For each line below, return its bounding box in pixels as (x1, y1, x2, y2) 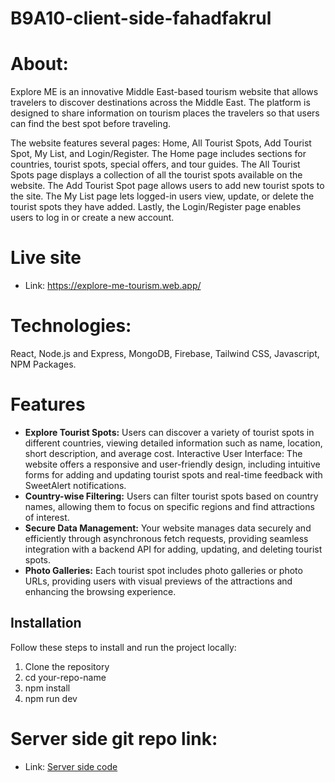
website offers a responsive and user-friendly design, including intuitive (24, 458, 321, 470)
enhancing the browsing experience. (24, 585, 177, 597)
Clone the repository (24, 660, 110, 672)
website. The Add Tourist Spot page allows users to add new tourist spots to (10, 180, 325, 192)
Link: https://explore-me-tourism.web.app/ (24, 280, 202, 292)
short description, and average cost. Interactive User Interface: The (24, 447, 303, 459)
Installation (10, 615, 82, 632)
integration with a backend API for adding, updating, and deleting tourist (24, 543, 323, 555)
